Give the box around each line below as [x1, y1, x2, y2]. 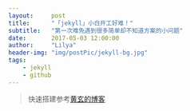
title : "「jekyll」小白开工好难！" [8, 19, 134, 27]
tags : [8, 57, 26, 65]
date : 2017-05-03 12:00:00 [8, 34, 120, 42]
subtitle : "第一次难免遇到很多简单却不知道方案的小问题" [8, 26, 184, 34]
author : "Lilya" [8, 42, 77, 50]
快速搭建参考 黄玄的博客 [27, 93, 105, 104]
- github [22, 71, 52, 79]
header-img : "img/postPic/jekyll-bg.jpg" [8, 49, 148, 57]
